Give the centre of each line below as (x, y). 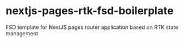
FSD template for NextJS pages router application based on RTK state (92, 27)
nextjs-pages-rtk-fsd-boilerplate (90, 11)
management (22, 33)
